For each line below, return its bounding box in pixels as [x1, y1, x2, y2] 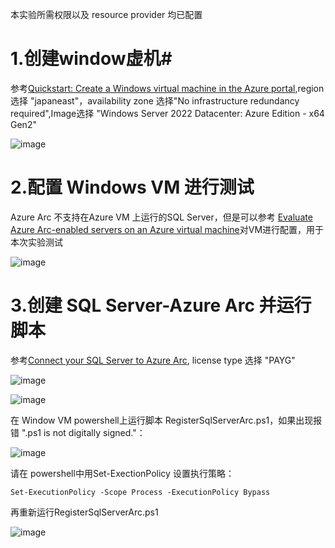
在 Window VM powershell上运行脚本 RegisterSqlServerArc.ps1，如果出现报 [10, 414, 323, 426]
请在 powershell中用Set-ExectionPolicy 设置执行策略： [10, 467, 235, 479]
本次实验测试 [10, 236, 63, 248]
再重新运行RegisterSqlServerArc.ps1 [10, 506, 159, 518]
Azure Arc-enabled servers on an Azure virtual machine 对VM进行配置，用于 [10, 223, 325, 235]
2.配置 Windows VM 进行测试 [10, 176, 255, 199]
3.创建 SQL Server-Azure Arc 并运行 [10, 294, 312, 317]
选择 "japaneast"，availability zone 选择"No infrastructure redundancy [10, 94, 300, 107]
